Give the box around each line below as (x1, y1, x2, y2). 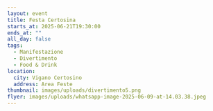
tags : (7, 42, 23, 49)
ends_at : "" (7, 29, 42, 37)
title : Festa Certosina (7, 17, 76, 23)
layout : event (7, 10, 49, 17)
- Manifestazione (13, 49, 64, 56)
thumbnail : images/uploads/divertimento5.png (7, 87, 141, 94)
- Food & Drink (13, 61, 58, 68)
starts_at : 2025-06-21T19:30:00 (7, 23, 101, 30)
